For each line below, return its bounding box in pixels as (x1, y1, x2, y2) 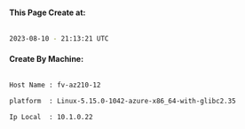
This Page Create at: (9, 7, 86, 18)
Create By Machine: (9, 53, 84, 64)
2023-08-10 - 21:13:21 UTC (9, 34, 109, 43)
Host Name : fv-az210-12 (9, 80, 101, 90)
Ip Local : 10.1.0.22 (9, 113, 93, 122)
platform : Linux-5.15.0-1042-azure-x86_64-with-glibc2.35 (9, 97, 237, 106)
